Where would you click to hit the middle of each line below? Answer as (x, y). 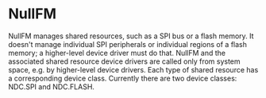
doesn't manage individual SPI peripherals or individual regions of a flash (128, 44)
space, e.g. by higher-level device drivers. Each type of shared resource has (133, 69)
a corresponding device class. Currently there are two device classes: (123, 78)
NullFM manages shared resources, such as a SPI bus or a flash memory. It (131, 36)
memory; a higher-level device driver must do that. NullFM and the (117, 53)
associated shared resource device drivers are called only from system (124, 61)
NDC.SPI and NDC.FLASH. (52, 86)
